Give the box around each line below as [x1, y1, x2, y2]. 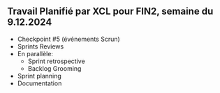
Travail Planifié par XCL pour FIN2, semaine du [7, 6, 214, 17]
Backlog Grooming [27, 64, 82, 72]
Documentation [17, 79, 62, 87]
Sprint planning [17, 71, 61, 80]
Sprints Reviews [17, 42, 64, 51]
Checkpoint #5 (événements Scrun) [17, 35, 120, 43]
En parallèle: [17, 49, 54, 58]
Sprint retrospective [27, 57, 85, 65]
